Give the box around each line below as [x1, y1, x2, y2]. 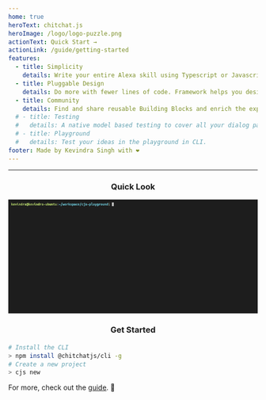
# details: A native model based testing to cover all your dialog [15, 121, 249, 130]
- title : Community [15, 96, 80, 105]
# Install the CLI [8, 343, 69, 352]
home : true [8, 13, 44, 21]
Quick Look [110, 181, 156, 192]
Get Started [110, 325, 156, 336]
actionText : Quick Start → [8, 38, 97, 46]
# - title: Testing [15, 113, 80, 121]
